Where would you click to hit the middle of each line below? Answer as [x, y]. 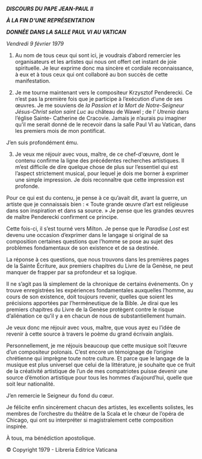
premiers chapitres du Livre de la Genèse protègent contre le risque [90, 310]
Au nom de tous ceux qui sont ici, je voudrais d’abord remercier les [98, 55]
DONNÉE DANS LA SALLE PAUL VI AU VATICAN [66, 32]
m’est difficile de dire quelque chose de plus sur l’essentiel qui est [96, 167]
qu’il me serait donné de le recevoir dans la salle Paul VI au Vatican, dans [105, 125]
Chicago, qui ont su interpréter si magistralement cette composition [90, 420]
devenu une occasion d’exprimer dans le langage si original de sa [87, 235]
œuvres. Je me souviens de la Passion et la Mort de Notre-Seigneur [99, 105]
